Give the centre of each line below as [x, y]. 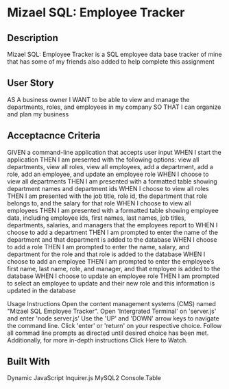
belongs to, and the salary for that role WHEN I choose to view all [99, 203]
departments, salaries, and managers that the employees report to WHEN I [112, 225]
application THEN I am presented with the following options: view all [103, 160]
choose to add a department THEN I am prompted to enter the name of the [112, 232]
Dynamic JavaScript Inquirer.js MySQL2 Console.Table [84, 378]
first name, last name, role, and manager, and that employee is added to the [114, 268]
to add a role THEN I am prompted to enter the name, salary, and [98, 247]
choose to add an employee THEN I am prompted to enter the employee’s [111, 261]
